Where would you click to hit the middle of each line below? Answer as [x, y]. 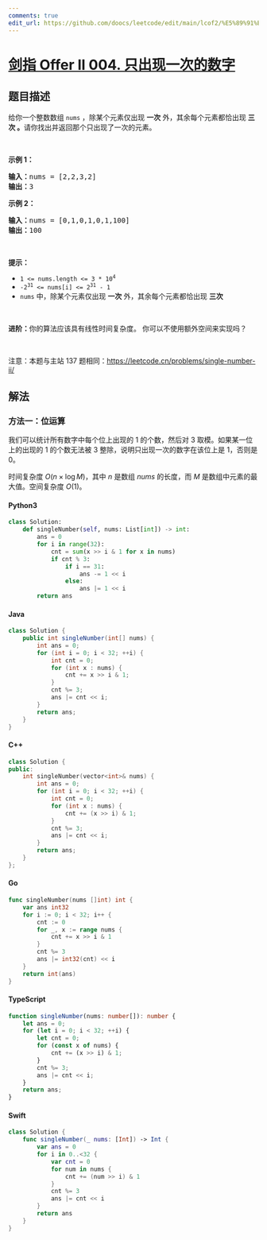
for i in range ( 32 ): [71, 544]
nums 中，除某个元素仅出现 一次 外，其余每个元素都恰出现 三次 [122, 296]
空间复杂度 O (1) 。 [58, 486]
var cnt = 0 [70, 1161]
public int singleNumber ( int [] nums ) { [89, 638]
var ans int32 [46, 907]
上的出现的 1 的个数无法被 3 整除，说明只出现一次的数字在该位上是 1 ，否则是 [133, 450]
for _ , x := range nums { [80, 930]
